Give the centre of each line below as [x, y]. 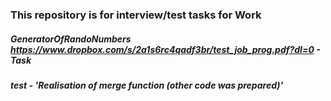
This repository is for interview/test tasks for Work [136, 15]
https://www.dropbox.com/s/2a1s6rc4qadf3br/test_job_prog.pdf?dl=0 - [165, 49]
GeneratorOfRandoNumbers [71, 39]
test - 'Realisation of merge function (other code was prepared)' [147, 85]
